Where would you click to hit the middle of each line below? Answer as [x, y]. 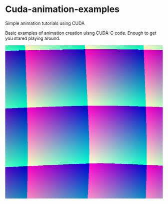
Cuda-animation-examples [62, 9]
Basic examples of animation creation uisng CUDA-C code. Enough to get [81, 33]
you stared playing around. [33, 38]
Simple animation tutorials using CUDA [45, 23]
